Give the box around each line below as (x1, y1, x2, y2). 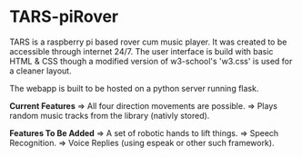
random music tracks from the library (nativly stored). (9, 110, 210, 121)
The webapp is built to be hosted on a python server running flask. (9, 83, 259, 93)
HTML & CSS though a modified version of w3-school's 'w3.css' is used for (9, 55, 293, 66)
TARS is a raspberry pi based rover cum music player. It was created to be (9, 36, 287, 47)
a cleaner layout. (9, 65, 72, 76)
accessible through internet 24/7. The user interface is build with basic (9, 45, 274, 56)
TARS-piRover (9, 6, 119, 27)
